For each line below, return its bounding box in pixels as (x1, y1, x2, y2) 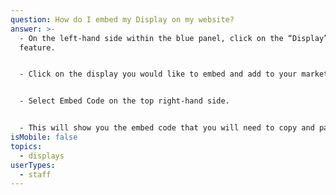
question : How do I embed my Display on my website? (10, 14, 235, 25)
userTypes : (10, 160, 56, 170)
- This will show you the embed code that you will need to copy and (19, 123, 315, 133)
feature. (19, 42, 56, 53)
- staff (19, 169, 52, 180)
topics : (10, 141, 43, 151)
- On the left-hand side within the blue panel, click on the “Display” (19, 33, 329, 43)
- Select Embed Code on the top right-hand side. (19, 96, 230, 106)
